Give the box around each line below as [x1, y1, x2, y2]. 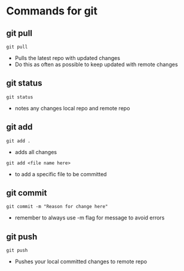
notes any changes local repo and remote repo [14, 104, 130, 112]
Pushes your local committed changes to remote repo [14, 258, 148, 265]
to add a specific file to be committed [14, 170, 107, 177]
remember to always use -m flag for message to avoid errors [14, 214, 165, 221]
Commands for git [6, 4, 97, 18]
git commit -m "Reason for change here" [6, 204, 109, 210]
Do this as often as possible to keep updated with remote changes [14, 61, 178, 68]
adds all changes [14, 148, 57, 155]
